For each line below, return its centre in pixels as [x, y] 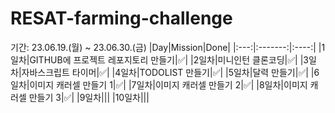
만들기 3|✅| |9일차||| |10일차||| [89, 97]
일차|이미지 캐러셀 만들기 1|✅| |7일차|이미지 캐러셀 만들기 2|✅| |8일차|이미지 [159, 84]
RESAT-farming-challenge [121, 18]
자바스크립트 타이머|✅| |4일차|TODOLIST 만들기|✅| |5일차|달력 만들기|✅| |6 [170, 72]
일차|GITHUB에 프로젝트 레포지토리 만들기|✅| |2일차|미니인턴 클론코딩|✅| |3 [159, 59]
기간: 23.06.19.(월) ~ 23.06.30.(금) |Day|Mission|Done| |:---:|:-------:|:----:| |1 [168, 47]
